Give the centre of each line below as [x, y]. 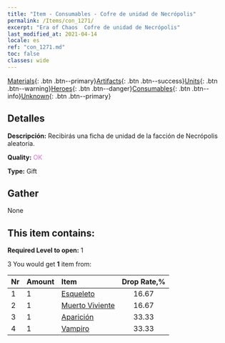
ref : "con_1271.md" [36, 47]
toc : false [24, 54]
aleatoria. [21, 143]
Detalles [26, 119]
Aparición [77, 317]
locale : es [24, 41]
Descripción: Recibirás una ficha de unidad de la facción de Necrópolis [112, 136]
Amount [40, 282]
